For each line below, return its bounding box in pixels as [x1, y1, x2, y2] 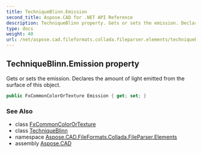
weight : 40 [6, 31, 34, 37]
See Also [6, 107, 33, 115]
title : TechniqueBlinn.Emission [6, 8, 87, 15]
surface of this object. [6, 81, 61, 88]
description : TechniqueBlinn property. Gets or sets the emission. [6, 20, 179, 26]
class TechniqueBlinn [14, 127, 68, 134]
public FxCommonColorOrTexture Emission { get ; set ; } [6, 92, 147, 99]
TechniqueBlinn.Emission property [6, 59, 139, 69]
